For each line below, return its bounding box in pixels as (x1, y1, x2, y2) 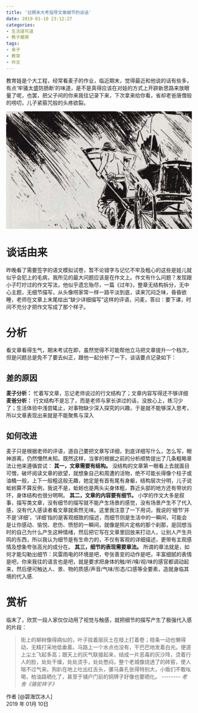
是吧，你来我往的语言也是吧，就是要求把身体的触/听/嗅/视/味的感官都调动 (6, 558, 184, 566)
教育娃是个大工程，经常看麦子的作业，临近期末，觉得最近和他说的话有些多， (6, 77, 192, 84)
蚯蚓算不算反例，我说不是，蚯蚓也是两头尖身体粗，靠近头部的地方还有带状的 (6, 484, 192, 492)
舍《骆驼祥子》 (20, 681, 57, 687)
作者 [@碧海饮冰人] (6, 693, 53, 700)
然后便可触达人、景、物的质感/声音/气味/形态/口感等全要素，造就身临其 (16, 566, 190, 573)
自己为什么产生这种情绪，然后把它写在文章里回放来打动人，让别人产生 (16, 528, 187, 536)
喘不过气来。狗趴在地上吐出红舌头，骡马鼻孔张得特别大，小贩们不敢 (20, 666, 186, 672)
